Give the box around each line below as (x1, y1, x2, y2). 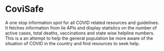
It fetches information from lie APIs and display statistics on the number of (5, 25, 157, 30)
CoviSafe (5, 3, 44, 15)
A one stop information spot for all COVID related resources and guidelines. (5, 20, 160, 25)
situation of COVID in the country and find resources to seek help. (5, 40, 140, 46)
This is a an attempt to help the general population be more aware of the (5, 35, 153, 41)
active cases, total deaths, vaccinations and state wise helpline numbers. (5, 30, 155, 36)
